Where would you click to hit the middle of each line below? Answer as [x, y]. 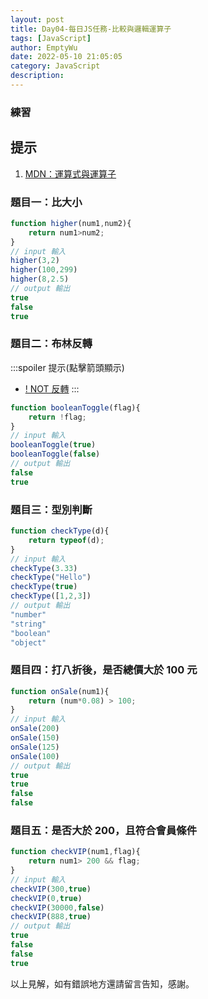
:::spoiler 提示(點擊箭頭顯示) [67, 367]
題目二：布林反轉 [51, 344]
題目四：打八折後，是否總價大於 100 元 [104, 670]
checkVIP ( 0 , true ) [46, 898]
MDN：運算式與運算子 [70, 173]
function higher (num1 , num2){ [71, 223]
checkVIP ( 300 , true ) [51, 889]
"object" [28, 642]
